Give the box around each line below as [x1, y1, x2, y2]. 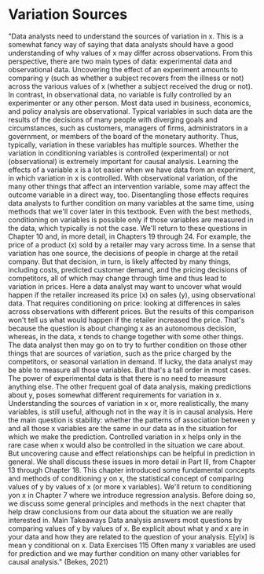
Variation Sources [8, 5, 128, 24]
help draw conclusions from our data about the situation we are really [8, 506, 233, 516]
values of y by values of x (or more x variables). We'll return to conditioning [8, 481, 251, 492]
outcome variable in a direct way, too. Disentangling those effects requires [8, 190, 249, 199]
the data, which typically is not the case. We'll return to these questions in [8, 223, 247, 232]
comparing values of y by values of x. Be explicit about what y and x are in [8, 524, 249, 533]
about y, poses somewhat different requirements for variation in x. [8, 390, 222, 400]
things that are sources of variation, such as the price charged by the [8, 348, 232, 358]
